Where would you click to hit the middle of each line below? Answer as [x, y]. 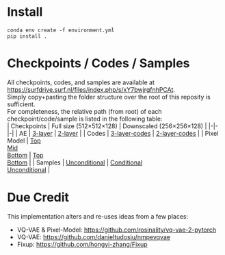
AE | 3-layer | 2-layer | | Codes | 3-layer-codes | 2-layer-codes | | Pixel [119, 133]
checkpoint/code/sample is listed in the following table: [85, 119]
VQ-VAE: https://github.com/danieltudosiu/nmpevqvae [94, 236]
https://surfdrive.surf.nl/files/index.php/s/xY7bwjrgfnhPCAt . [91, 89]
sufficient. [21, 104]
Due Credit [38, 198]
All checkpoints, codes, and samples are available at [81, 82]
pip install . [27, 36]
